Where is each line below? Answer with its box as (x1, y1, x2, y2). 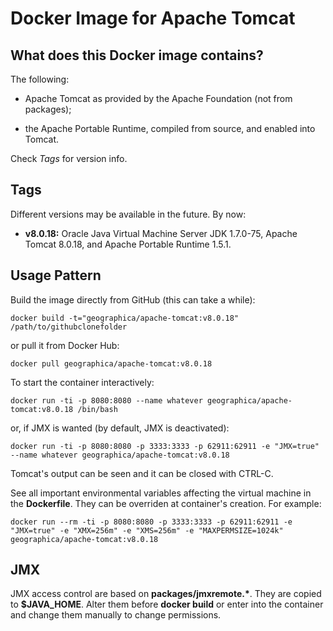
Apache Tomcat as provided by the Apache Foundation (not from (24, 93, 293, 104)
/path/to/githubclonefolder (10, 322, 128, 332)
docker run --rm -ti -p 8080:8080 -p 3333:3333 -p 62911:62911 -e (10, 517, 293, 527)
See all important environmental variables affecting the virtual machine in (10, 487, 312, 499)
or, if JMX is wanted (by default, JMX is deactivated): (10, 422, 230, 434)
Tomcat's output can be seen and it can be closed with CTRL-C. (10, 467, 274, 479)
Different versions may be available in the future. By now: (10, 208, 247, 220)
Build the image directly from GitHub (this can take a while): (10, 293, 256, 306)
